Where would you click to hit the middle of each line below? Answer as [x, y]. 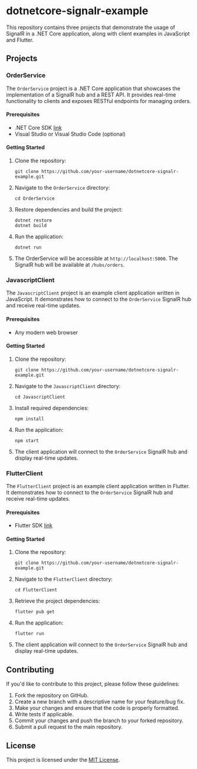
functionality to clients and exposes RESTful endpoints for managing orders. [99, 101]
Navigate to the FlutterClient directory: [64, 579]
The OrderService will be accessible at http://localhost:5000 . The [96, 258]
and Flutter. [20, 40]
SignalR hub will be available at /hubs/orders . [70, 265]
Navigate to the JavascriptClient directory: [68, 386]
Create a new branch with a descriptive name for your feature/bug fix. [99, 702]
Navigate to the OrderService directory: [62, 188]
